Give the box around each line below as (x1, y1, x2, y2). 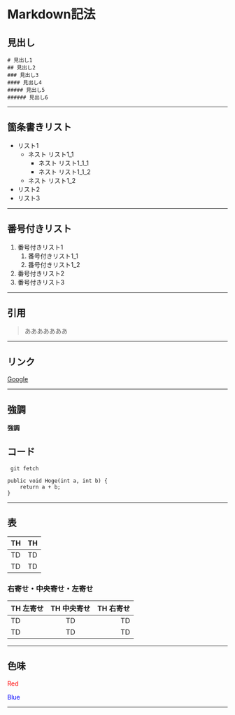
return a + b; (20, 483, 61, 491)
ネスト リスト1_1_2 (38, 168, 91, 176)
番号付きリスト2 (17, 269, 65, 278)
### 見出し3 (7, 71, 39, 79)
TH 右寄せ (97, 604, 131, 613)
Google (7, 375, 29, 383)
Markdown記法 (7, 6, 96, 22)
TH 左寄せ (10, 604, 44, 613)
